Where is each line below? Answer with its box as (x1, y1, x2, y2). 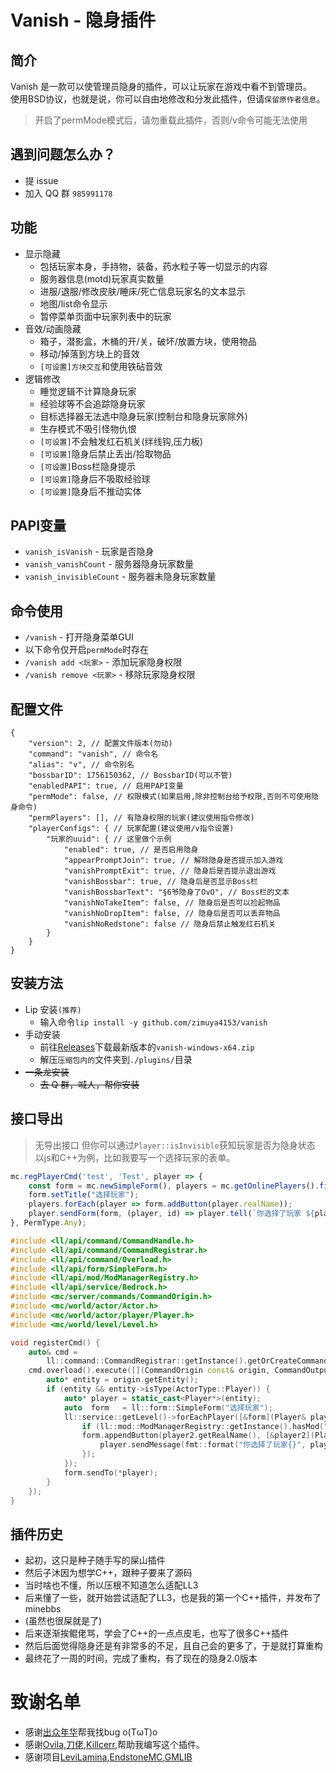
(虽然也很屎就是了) (24, 1615, 103, 1627)
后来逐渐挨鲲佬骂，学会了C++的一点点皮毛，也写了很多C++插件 (24, 1627, 290, 1640)
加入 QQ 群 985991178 (24, 187, 113, 199)
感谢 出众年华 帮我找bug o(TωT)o (24, 1726, 158, 1738)
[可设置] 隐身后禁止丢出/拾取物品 (39, 447, 172, 460)
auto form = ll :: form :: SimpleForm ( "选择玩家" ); (63, 1402, 273, 1413)
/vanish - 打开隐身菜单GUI (24, 631, 134, 643)
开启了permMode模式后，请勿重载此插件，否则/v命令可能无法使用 (34, 114, 308, 126)
